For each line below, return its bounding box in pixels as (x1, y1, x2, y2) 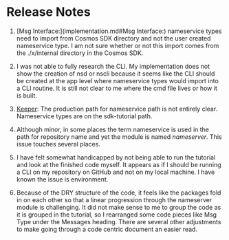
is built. (16, 91, 37, 100)
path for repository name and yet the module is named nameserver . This (16, 132, 222, 141)
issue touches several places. (16, 140, 101, 148)
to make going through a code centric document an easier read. (16, 225, 197, 233)
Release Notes (6, 4, 91, 20)
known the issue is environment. (16, 175, 109, 183)
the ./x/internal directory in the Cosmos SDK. (16, 49, 144, 57)
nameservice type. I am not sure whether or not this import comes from (16, 41, 219, 50)
